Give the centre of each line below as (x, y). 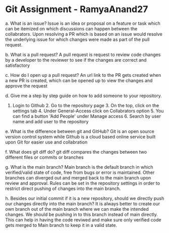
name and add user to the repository (50, 121)
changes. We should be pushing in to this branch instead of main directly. (81, 214)
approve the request (26, 86)
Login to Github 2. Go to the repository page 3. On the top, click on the (86, 105)
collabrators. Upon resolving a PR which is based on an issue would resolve (84, 34)
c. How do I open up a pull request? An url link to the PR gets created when (83, 75)
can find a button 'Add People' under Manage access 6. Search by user (87, 116)
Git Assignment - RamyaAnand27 (77, 9)
